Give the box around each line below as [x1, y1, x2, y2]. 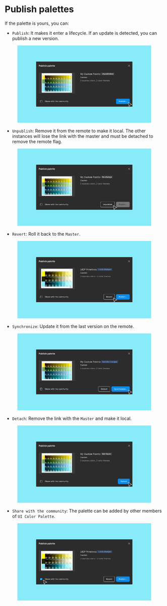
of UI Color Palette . [12, 513, 55, 519]
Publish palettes [5, 4, 74, 15]
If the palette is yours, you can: [5, 20, 69, 26]
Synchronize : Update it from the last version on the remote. [12, 323, 134, 329]
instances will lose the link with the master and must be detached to [12, 133, 153, 139]
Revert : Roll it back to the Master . [12, 231, 81, 237]
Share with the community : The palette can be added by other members [12, 508, 162, 514]
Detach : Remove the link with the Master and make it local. [12, 415, 132, 422]
